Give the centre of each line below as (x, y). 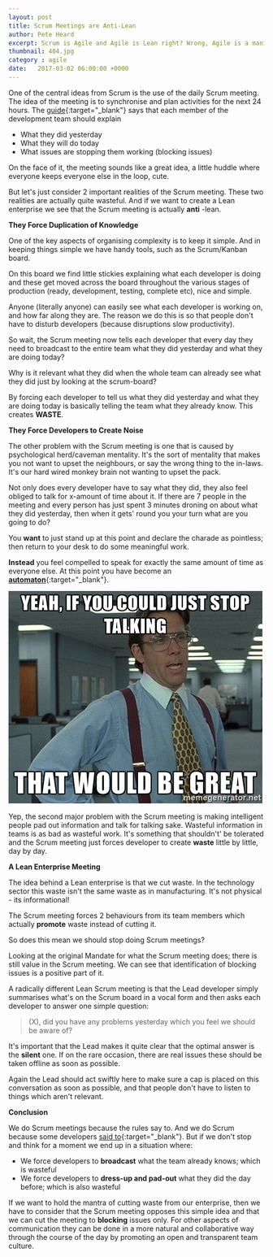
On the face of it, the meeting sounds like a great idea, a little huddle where (134, 167)
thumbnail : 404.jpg (41, 52)
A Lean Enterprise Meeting (54, 867)
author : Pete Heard (41, 34)
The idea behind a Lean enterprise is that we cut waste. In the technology (132, 882)
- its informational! (39, 899)
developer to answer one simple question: (78, 1006)
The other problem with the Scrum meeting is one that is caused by (121, 446)
